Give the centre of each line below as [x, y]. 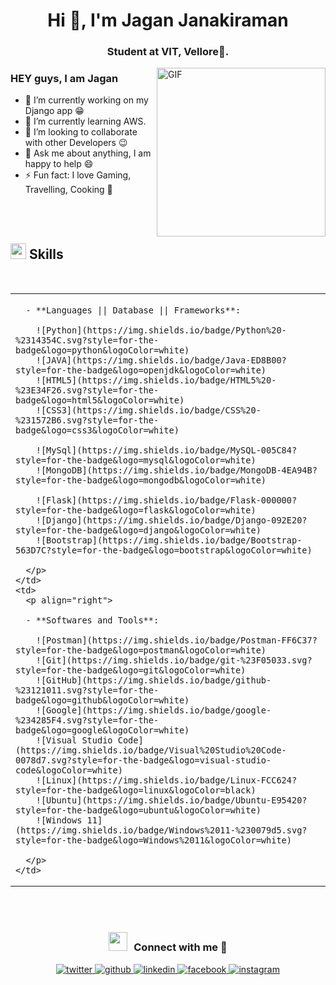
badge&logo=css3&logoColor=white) [97, 430]
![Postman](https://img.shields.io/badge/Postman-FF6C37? [176, 640]
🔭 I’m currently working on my [86, 100]
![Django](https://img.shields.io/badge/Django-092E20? [171, 520]
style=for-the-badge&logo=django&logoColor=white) [138, 530]
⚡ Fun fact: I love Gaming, [78, 175]
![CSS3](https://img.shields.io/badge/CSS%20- [148, 410]
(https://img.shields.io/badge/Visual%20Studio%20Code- [151, 750]
